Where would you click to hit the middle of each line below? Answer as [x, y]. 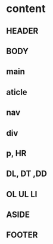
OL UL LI [22, 194]
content [26, 9]
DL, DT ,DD [27, 174]
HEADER [22, 31]
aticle [17, 92]
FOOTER [22, 235]
